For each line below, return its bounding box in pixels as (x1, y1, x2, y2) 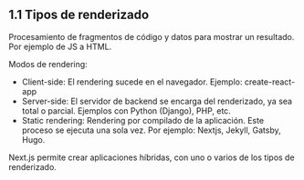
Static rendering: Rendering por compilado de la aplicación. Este (21, 115, 265, 125)
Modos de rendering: (8, 58, 88, 69)
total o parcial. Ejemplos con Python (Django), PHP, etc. (21, 105, 232, 116)
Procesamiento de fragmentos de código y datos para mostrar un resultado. (8, 31, 295, 42)
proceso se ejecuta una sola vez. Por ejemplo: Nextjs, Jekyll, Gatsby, (21, 125, 281, 135)
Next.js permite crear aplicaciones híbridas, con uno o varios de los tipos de (8, 152, 295, 163)
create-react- (244, 76, 296, 87)
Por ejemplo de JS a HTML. (8, 41, 112, 52)
